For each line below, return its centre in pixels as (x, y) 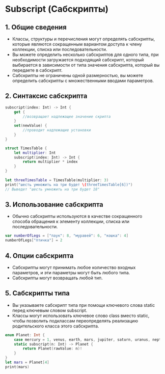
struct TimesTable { (26, 148)
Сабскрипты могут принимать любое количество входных (74, 267)
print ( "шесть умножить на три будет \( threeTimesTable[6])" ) (69, 185)
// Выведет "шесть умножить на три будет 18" (52, 189)
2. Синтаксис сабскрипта (46, 96)
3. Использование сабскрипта (54, 204)
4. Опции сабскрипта (39, 255)
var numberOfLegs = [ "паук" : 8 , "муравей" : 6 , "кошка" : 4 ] (67, 236)
